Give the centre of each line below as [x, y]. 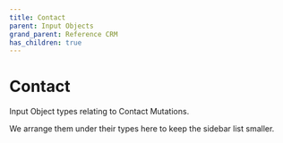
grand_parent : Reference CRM [64, 34]
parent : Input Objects [51, 26]
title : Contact [38, 17]
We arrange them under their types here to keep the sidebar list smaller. [142, 129]
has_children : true [46, 42]
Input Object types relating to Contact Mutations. [99, 112]
